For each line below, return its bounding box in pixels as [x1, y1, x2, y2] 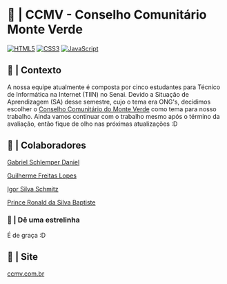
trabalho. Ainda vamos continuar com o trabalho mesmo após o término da [7, 112, 220, 120]
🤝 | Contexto [7, 64, 62, 76]
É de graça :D [7, 231, 46, 239]
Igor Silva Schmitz [7, 184, 59, 193]
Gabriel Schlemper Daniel [7, 158, 80, 166]
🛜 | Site [7, 251, 38, 263]
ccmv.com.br [7, 269, 45, 278]
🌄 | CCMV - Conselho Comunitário [7, 7, 207, 23]
